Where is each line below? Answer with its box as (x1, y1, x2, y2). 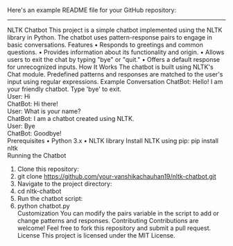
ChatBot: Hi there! (7, 100, 59, 108)
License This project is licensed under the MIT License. (17, 231, 175, 239)
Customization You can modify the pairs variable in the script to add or (17, 209, 220, 218)
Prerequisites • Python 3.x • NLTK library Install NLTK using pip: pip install (7, 137, 218, 145)
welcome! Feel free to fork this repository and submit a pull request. (17, 224, 212, 232)
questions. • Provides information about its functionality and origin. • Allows (7, 48, 225, 56)
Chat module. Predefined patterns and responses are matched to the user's (7, 70, 223, 79)
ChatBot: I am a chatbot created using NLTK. (7, 115, 135, 122)
